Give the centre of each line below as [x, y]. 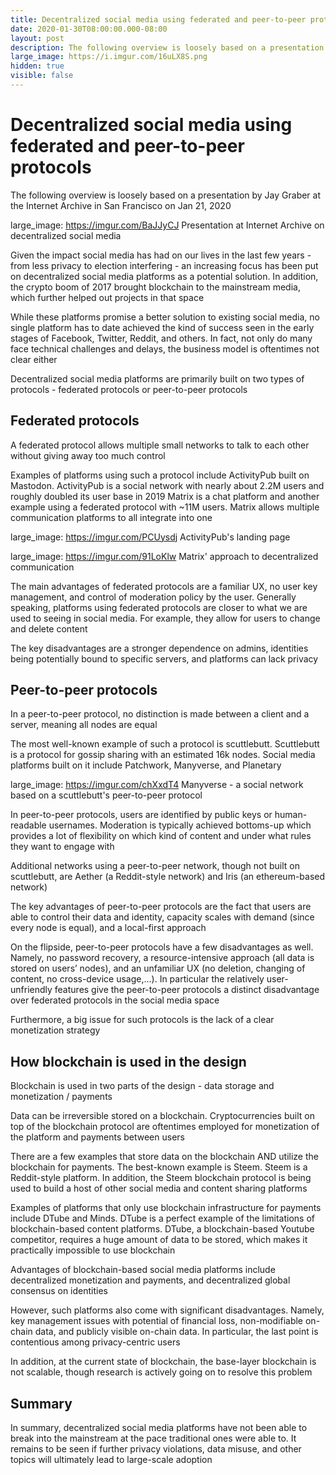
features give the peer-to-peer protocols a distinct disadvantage [187, 990]
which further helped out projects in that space [107, 297]
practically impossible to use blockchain [93, 1250]
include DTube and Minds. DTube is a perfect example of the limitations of [162, 1218]
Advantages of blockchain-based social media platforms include [143, 1270]
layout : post [37, 38]
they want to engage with [62, 847]
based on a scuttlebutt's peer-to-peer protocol [106, 795]
